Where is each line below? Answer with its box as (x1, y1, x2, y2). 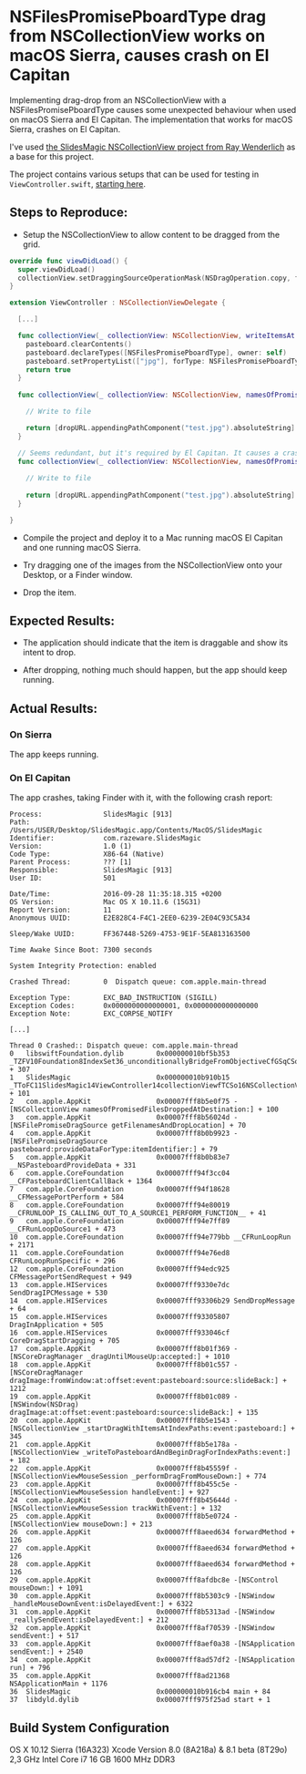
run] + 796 (9, 1664, 51, 1673)
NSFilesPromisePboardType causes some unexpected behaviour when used (9, 104, 297, 115)
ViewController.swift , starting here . (9, 178, 147, 189)
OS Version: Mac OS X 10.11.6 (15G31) (9, 898, 202, 907)
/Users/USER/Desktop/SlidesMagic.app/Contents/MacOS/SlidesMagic (9, 826, 262, 835)
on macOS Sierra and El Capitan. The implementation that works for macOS (9, 114, 293, 125)
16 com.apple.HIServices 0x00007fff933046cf (9, 1328, 230, 1337)
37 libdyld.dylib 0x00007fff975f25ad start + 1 (9, 1696, 271, 1705)
